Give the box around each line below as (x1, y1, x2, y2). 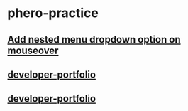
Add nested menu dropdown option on (7, 33, 181, 46)
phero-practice (7, 5, 99, 21)
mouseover (7, 44, 59, 56)
